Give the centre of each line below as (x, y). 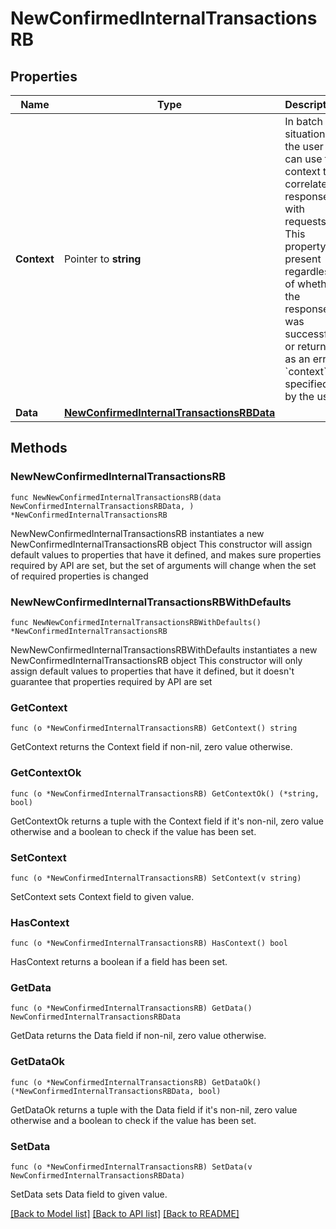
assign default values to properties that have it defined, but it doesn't (152, 671)
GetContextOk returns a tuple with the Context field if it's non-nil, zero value (167, 821)
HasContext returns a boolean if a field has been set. (119, 962)
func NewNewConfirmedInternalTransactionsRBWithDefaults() (136, 622)
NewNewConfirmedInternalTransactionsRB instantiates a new (137, 533)
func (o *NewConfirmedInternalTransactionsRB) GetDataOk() (136, 1082)
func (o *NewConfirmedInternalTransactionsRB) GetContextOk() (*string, (165, 793)
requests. (307, 221)
